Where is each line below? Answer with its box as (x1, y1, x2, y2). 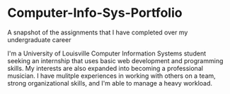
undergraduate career (7, 35, 71, 43)
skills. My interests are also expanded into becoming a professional (7, 64, 204, 72)
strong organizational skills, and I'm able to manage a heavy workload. (7, 79, 213, 87)
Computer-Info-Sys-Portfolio (7, 5, 183, 21)
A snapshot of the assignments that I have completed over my (7, 28, 188, 36)
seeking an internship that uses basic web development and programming (7, 56, 224, 65)
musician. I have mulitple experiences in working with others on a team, (7, 72, 216, 80)
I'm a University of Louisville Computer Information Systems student (7, 49, 207, 58)
